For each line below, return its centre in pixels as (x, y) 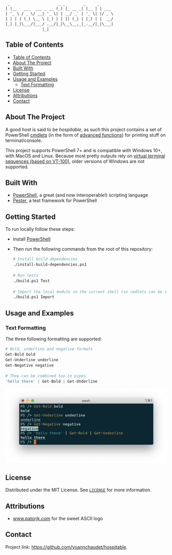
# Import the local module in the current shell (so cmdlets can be (88, 292)
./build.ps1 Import (34, 297)
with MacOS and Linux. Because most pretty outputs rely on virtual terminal (85, 156)
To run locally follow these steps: (40, 229)
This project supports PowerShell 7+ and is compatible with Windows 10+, (84, 150)
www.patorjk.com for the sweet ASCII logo (58, 519)
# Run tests (25, 275)
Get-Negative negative (30, 365)
